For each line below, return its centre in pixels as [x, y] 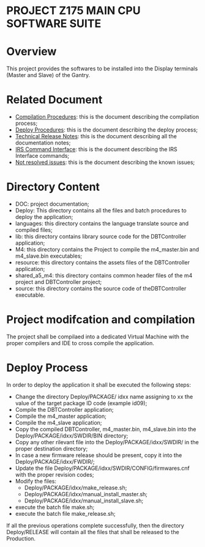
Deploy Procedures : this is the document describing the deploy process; [106, 130]
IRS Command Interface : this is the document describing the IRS [96, 149]
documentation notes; [43, 143]
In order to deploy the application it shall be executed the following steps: [99, 385]
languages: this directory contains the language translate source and [102, 223]
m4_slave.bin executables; [49, 256]
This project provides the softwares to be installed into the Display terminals [102, 69]
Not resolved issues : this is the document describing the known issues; [105, 162]
